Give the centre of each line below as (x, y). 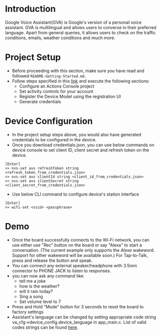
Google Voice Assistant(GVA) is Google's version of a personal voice (73, 22)
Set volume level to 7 (40, 302)
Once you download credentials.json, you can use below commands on (83, 145)
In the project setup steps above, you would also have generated (76, 135)
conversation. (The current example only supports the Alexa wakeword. (83, 250)
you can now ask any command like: (48, 276)
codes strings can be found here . (45, 327)
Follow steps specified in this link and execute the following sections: (81, 81)
